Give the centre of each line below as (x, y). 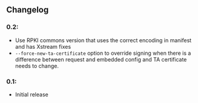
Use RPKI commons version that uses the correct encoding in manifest (103, 40)
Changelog (28, 10)
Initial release (31, 94)
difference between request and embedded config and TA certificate (101, 59)
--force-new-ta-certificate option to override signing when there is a (103, 53)
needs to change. (37, 66)
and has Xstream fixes (43, 46)
